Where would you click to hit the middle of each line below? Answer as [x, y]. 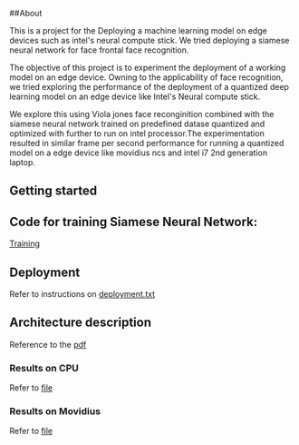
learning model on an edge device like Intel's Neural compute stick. [135, 96]
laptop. [23, 162]
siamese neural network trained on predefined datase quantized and [137, 124]
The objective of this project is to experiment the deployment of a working [148, 68]
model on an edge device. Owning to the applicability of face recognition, [146, 77]
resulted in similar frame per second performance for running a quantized [147, 143]
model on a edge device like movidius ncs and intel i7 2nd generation [139, 153]
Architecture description [81, 323]
